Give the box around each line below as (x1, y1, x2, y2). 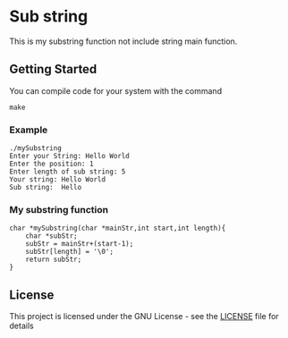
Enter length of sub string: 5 (9, 167, 126, 176)
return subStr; (25, 255, 82, 265)
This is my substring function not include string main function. (9, 36, 238, 46)
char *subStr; (25, 232, 78, 241)
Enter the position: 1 (9, 159, 94, 169)
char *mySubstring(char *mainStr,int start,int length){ (9, 224, 226, 233)
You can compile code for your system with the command (9, 85, 222, 96)
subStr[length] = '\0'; (25, 248, 114, 257)
